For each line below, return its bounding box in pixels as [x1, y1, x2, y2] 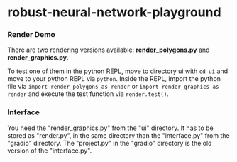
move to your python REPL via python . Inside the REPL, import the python [7, 75, 221, 83]
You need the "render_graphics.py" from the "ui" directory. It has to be [7, 124, 214, 132]
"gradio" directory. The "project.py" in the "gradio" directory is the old [7, 139, 212, 147]
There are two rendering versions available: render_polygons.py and [7, 45, 210, 54]
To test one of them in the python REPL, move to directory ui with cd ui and [7, 67, 228, 75]
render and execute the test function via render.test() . [7, 90, 169, 98]
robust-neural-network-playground [7, 4, 221, 21]
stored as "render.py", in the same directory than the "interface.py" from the [7, 131, 230, 139]
